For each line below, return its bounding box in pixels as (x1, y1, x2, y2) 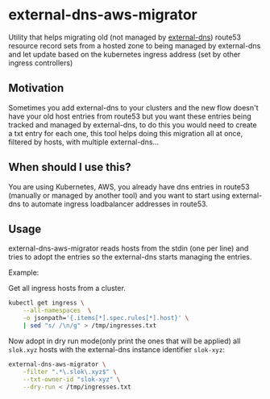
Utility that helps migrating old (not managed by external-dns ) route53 (8, 32, 242, 42)
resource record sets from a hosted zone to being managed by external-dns (8, 40, 261, 50)
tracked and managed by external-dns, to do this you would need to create (8, 119, 257, 130)
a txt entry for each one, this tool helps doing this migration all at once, (8, 128, 243, 138)
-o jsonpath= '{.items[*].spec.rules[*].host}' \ (23, 314, 189, 322)
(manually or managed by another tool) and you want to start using (8, 190, 231, 200)
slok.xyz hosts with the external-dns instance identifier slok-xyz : (8, 344, 226, 354)
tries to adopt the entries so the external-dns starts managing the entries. (8, 252, 252, 262)
